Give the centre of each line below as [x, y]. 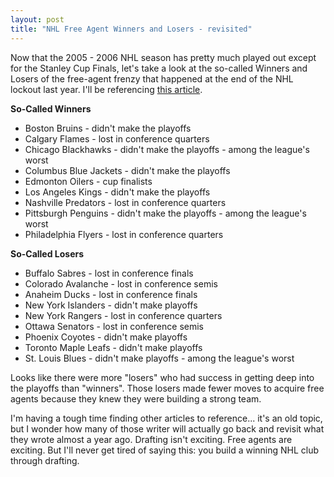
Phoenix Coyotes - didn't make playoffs [106, 337]
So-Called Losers [47, 253]
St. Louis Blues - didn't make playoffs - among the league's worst [159, 358]
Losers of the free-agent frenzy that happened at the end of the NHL [152, 78]
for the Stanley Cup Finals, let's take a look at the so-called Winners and [159, 68]
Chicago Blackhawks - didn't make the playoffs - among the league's [167, 149]
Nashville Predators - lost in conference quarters [125, 202]
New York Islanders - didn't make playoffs [111, 305]
